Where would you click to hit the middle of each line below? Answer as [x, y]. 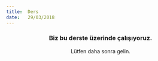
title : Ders [22, 12]
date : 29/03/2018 [31, 17]
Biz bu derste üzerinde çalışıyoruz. [101, 38]
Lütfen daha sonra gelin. [101, 51]
